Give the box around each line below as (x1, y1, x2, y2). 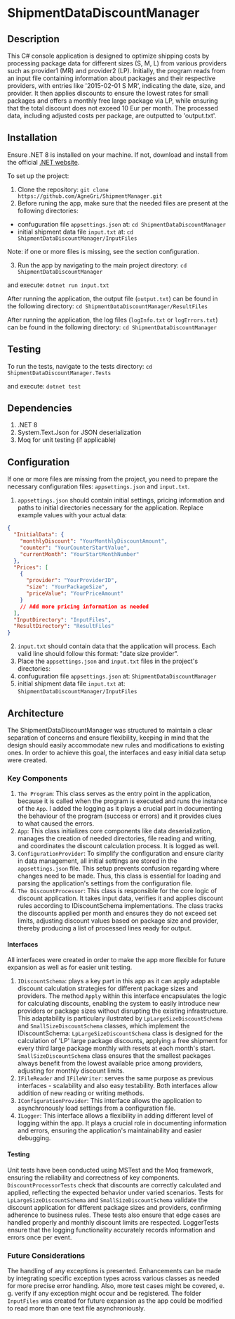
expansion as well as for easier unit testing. (7, 963, 133, 972)
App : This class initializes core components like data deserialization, (17, 827, 213, 835)
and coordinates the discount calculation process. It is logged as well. (17, 842, 220, 850)
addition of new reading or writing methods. (17, 1089, 145, 1097)
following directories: (17, 206, 79, 215)
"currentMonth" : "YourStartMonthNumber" (20, 550, 140, 557)
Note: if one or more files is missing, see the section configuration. (7, 247, 200, 255)
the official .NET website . (7, 158, 80, 166)
